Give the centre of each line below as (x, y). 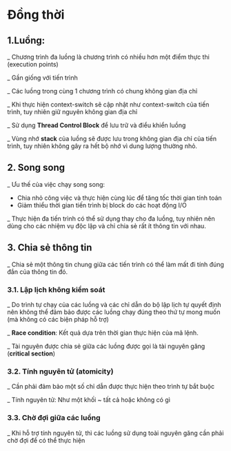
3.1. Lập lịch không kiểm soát (56, 289)
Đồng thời (36, 15)
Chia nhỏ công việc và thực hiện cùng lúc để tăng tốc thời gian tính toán (119, 198)
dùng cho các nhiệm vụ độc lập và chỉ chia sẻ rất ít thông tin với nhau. (107, 225)
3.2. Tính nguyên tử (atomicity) (60, 371)
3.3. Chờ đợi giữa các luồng (54, 418)
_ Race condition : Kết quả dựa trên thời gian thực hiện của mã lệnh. (103, 333)
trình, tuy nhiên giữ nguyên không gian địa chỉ (72, 112)
